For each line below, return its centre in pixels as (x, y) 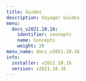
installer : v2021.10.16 (41, 63)
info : (13, 57)
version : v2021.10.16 (39, 69)
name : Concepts (36, 40)
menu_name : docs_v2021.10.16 (43, 52)
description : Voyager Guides (43, 18)
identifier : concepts (44, 35)
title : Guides (24, 12)
